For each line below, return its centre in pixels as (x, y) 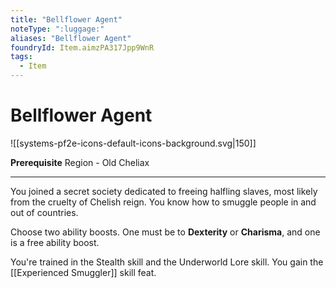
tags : (21, 57)
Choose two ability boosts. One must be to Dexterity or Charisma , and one (165, 232)
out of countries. (44, 212)
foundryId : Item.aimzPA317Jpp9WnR (82, 47)
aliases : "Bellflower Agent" (71, 38)
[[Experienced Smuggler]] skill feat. (83, 272)
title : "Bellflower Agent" (66, 19)
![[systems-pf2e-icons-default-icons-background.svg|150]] (133, 143)
